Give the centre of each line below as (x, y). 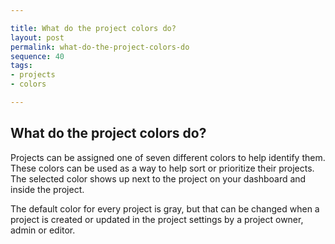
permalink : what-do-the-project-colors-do (100, 47)
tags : (21, 66)
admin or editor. (43, 230)
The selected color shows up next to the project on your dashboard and (158, 178)
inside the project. (47, 189)
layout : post (37, 37)
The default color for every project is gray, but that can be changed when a (165, 208)
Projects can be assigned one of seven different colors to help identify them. (168, 157)
